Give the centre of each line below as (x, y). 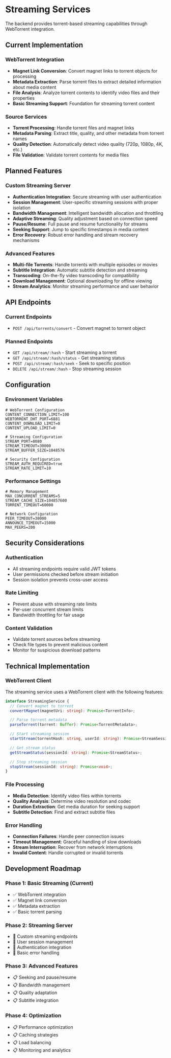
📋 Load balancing (32, 1042)
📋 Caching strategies (35, 1034)
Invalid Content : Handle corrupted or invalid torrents (68, 852)
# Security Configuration (33, 459)
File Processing (25, 784)
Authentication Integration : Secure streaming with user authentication (87, 197)
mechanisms (26, 240)
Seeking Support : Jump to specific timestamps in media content (80, 229)
